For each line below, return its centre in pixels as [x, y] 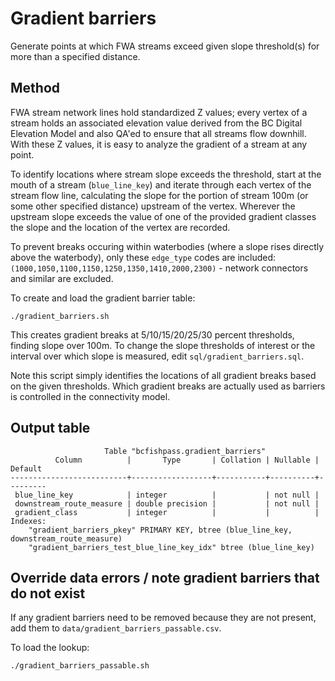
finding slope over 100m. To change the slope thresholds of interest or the [163, 345]
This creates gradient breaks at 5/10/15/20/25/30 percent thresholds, [152, 334]
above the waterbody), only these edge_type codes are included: [143, 257]
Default [26, 468]
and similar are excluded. [62, 278]
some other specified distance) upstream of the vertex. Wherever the [153, 206]
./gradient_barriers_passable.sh [80, 666]
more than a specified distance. [75, 56]
